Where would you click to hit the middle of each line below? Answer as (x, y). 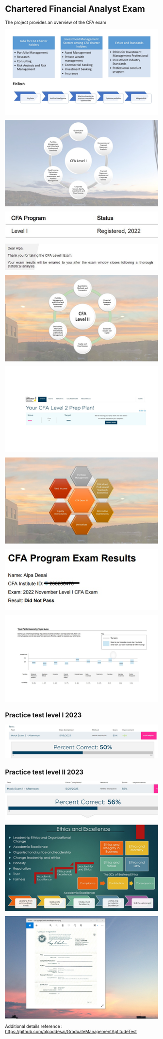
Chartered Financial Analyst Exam (75, 9)
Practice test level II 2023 (44, 772)
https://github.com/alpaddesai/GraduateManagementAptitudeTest (71, 1031)
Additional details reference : (34, 1026)
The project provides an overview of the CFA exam (56, 22)
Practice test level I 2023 (43, 715)
